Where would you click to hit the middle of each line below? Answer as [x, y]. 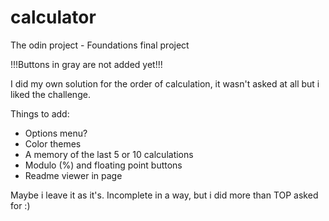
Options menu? [56, 133]
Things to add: [40, 113]
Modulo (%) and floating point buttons [103, 165]
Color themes [53, 143]
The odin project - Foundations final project [100, 45]
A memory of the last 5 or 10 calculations [109, 154]
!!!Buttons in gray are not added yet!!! [86, 64]
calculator [53, 17]
